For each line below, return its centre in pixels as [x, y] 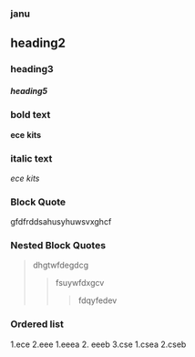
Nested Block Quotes [58, 246]
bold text [31, 115]
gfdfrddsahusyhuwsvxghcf [61, 222]
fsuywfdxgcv [80, 283]
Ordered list [37, 324]
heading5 [29, 90]
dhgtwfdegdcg [61, 265]
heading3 [32, 69]
